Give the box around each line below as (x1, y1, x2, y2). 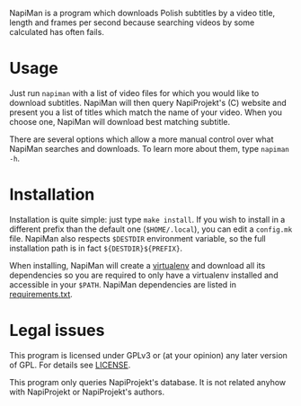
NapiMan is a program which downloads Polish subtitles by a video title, (9, 8, 276, 18)
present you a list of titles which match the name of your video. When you (9, 107, 283, 118)
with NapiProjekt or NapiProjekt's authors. (9, 386, 164, 397)
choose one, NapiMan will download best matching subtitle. (9, 116, 231, 127)
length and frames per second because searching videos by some (9, 17, 255, 28)
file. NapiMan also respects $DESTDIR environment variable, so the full (9, 233, 267, 243)
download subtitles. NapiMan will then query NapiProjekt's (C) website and (9, 97, 288, 108)
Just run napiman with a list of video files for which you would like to (9, 87, 260, 98)
